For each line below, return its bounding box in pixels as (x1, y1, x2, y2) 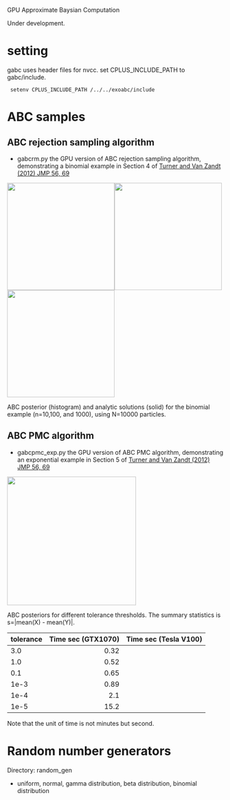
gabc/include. (7, 73, 47, 81)
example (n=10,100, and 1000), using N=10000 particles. (7, 410, 166, 418)
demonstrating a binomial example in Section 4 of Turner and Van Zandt (16, 161, 221, 170)
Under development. (7, 19, 65, 27)
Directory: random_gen (7, 766, 72, 774)
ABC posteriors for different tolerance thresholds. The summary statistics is (7, 611, 221, 619)
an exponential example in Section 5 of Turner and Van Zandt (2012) (16, 456, 211, 464)
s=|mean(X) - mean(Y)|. (7, 617, 76, 626)
